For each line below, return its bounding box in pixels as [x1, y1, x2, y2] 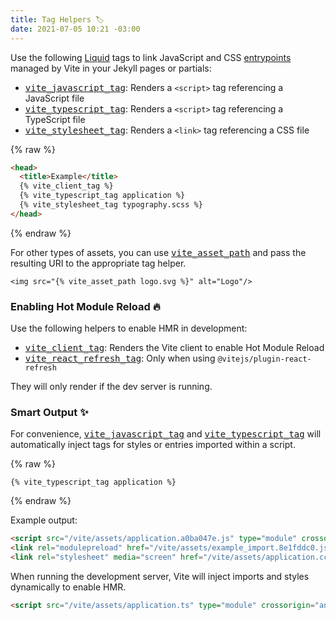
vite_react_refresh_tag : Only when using [24, 352, 216, 365]
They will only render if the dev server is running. [10, 381, 213, 393]
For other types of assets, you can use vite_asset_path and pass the [10, 246, 307, 258]
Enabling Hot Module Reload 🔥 [10, 299, 161, 313]
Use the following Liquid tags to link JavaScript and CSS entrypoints [10, 51, 292, 63]
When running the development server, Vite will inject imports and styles [10, 570, 310, 582]
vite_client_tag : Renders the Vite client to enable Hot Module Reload [24, 342, 325, 354]
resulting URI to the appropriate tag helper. [10, 257, 187, 269]
